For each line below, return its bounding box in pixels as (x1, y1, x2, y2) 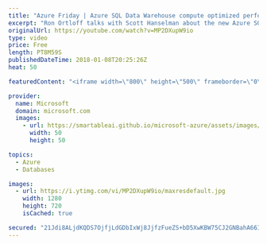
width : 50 (29, 129, 62, 137)
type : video (8, 33, 48, 42)
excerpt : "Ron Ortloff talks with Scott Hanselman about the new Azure (8, 19, 250, 27)
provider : (8, 92, 41, 100)
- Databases (15, 165, 56, 173)
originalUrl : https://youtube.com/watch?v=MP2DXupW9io (8, 26, 194, 34)
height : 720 (22, 202, 62, 211)
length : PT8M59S (8, 48, 62, 56)
